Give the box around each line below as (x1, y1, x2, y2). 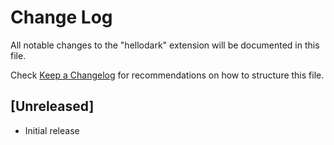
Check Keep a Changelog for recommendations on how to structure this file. (10, 69, 325, 81)
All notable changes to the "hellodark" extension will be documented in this (10, 39, 320, 51)
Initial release (24, 124, 80, 136)
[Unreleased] (10, 98, 95, 115)
